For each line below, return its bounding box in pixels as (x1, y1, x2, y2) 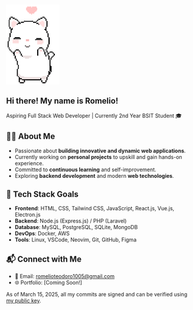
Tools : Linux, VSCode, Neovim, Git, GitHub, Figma (14, 236, 137, 243)
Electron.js (14, 211, 41, 218)
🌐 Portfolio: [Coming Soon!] (14, 279, 83, 286)
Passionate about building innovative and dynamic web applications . (14, 147, 186, 154)
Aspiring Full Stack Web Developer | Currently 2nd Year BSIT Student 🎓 (6, 112, 182, 119)
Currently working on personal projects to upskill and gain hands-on (14, 153, 182, 161)
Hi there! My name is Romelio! (6, 96, 119, 106)
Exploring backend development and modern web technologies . (14, 172, 174, 179)
